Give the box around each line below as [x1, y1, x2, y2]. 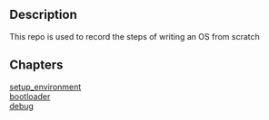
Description [9, 7, 77, 23]
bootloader [9, 90, 51, 102]
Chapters [9, 58, 64, 73]
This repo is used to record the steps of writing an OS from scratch [9, 31, 261, 42]
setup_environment [9, 81, 82, 92]
